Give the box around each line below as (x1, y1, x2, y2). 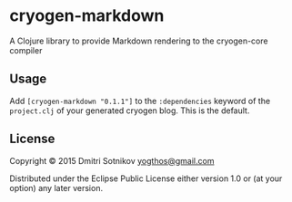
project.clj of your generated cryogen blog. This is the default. (9, 105, 250, 116)
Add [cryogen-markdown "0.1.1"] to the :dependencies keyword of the (9, 95, 271, 106)
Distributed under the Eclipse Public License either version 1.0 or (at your (9, 173, 283, 184)
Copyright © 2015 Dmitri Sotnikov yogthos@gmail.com (9, 155, 215, 166)
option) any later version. (9, 182, 103, 193)
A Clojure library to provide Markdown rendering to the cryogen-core (9, 35, 268, 46)
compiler (9, 44, 43, 55)
